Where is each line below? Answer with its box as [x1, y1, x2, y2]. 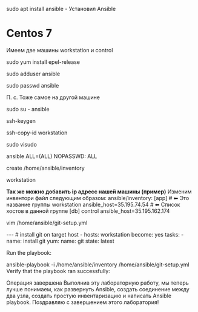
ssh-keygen [6, 117, 36, 124]
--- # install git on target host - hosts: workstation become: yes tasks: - [6, 231, 184, 238]
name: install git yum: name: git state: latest [6, 237, 115, 244]
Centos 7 [6, 27, 53, 40]
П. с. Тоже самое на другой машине [6, 94, 100, 101]
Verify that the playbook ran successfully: [6, 267, 110, 274]
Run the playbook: [6, 249, 52, 256]
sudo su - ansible [6, 105, 50, 113]
